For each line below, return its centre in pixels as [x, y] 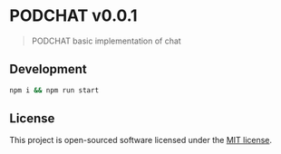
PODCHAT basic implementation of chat [106, 41]
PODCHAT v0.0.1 [73, 16]
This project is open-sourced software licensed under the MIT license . [141, 140]
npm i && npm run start [54, 90]
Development [48, 69]
